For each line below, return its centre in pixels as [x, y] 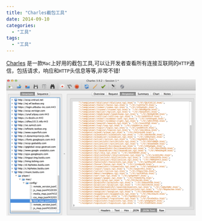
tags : [13, 38]
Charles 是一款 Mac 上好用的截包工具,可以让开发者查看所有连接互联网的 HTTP [98, 63]
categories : [21, 25]
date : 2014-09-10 [28, 19]
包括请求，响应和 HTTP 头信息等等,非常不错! [68, 70]
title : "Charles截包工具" [37, 13]
